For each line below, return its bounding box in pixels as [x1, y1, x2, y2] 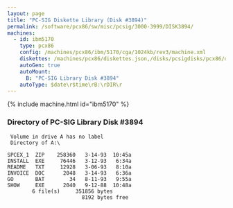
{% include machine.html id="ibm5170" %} [7, 100, 130, 108]
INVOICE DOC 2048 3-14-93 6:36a [7, 169, 132, 177]
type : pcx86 [19, 42, 54, 49]
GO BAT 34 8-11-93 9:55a [7, 175, 132, 182]
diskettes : [19, 55, 51, 62]
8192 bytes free [81, 193, 129, 201]
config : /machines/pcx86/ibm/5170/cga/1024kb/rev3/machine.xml [19, 49, 207, 56]
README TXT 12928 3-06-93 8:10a [7, 164, 132, 171]
